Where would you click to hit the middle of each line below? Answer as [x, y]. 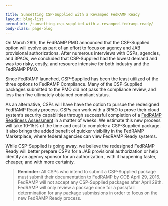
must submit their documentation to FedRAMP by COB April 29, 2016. [89, 177]
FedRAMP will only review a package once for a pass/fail [76, 188]
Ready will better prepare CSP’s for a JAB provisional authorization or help [82, 151]
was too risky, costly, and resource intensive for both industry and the [77, 64]
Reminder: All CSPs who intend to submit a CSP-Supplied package [87, 172]
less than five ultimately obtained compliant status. [58, 95]
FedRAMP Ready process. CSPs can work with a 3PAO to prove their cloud [82, 110]
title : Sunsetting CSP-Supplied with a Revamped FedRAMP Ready [73, 14]
